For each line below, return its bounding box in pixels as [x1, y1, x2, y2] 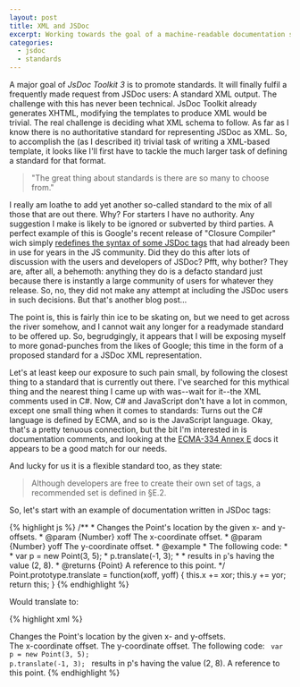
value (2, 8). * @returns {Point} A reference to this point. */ [9, 560, 226, 571]
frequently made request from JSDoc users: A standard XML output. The [9, 89, 278, 99]
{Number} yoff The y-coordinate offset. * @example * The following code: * [9, 541, 288, 551]
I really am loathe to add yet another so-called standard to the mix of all [9, 199, 272, 210]
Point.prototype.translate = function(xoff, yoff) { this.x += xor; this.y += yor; [9, 570, 287, 580]
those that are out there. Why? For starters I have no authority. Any [9, 209, 254, 219]
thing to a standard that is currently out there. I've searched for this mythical [9, 377, 290, 387]
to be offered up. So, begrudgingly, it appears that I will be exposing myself [9, 331, 287, 341]
